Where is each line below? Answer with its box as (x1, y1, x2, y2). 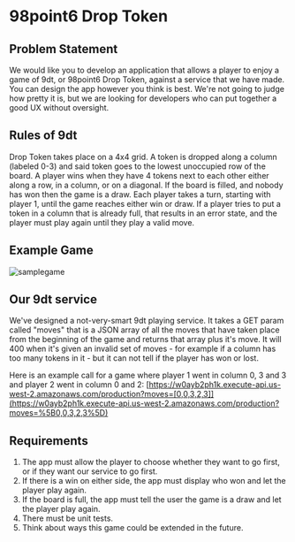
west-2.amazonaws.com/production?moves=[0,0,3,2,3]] (9, 389, 215, 400)
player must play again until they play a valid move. (9, 217, 195, 227)
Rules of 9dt (9, 128, 78, 143)
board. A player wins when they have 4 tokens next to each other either (9, 170, 269, 180)
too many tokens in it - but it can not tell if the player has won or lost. (9, 353, 259, 363)
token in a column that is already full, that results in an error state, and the (9, 208, 278, 218)
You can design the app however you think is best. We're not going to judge (9, 84, 285, 94)
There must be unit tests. (21, 513, 113, 523)
